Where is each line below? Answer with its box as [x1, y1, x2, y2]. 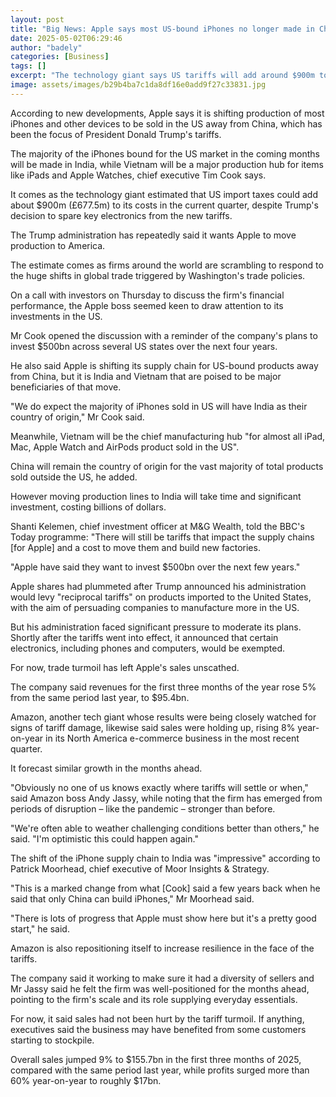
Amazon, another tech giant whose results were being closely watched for [10, 711, 317, 723]
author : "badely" [10, 42, 83, 53]
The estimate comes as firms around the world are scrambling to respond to [10, 259, 324, 271]
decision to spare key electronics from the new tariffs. [10, 209, 233, 221]
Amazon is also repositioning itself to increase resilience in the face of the [10, 942, 315, 954]
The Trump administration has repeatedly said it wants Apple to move [10, 229, 297, 241]
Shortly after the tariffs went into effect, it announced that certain [10, 631, 279, 643]
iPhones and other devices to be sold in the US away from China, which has [10, 117, 323, 130]
